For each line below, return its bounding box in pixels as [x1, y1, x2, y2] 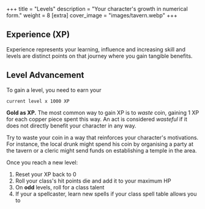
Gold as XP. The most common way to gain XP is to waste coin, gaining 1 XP [6, 108, 199, 116]
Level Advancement [6, 70, 84, 80]
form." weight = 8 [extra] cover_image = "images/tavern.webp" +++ [6, 12, 177, 19]
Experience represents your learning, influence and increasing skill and [6, 45, 185, 53]
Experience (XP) [6, 29, 70, 40]
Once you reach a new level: [6, 159, 78, 166]
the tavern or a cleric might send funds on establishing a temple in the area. [6, 146, 197, 154]
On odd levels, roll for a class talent [15, 183, 105, 191]
